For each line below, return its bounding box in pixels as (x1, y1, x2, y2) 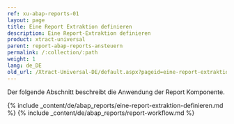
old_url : (7, 68, 33, 75)
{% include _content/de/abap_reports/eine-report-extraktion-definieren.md (7, 101, 224, 109)
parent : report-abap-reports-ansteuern (7, 42, 123, 49)
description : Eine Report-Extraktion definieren (7, 29, 151, 37)
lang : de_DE (7, 62, 42, 69)
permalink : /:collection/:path (7, 49, 98, 56)
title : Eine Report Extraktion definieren (7, 23, 132, 30)
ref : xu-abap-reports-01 (7, 10, 79, 17)
